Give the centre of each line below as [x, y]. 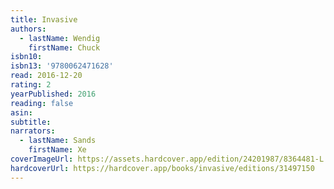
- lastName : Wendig [60, 38]
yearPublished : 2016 [53, 94]
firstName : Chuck [64, 47]
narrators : [33, 131]
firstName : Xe [57, 150]
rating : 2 [31, 85]
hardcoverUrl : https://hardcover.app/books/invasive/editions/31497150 [162, 168]
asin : [21, 112]
